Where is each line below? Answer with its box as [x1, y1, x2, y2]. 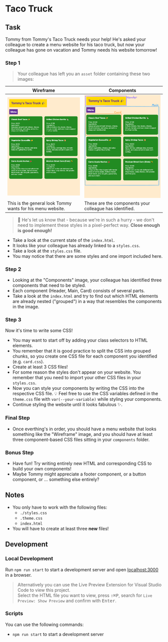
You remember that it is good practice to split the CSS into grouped [12, 348, 151, 354]
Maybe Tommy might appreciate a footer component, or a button [12, 471, 146, 477]
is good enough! [17, 227, 52, 233]
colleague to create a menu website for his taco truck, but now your [5, 42, 145, 48]
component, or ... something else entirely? [12, 476, 99, 483]
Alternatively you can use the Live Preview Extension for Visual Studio [17, 581, 161, 587]
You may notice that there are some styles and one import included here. [12, 253, 163, 259]
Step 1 [5, 59, 20, 66]
